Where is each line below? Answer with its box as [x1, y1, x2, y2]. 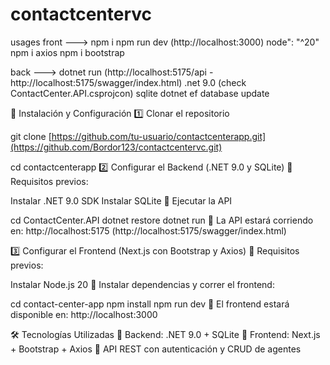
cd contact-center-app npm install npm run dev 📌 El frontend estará [10, 298, 290, 310]
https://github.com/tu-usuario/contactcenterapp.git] [51, 130, 267, 142]
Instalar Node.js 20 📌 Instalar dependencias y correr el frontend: [10, 278, 275, 290]
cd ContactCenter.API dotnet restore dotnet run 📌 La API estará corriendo [10, 214, 314, 226]
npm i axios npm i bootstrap [10, 46, 125, 58]
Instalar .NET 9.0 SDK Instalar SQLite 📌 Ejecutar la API [10, 194, 233, 207]
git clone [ [10, 130, 52, 142]
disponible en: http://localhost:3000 [10, 308, 158, 320]
